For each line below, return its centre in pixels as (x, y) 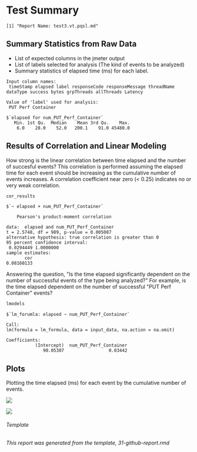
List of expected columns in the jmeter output (70, 58)
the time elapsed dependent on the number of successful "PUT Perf (89, 287)
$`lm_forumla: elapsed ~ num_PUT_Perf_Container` (68, 315)
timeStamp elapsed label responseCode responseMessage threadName (92, 87)
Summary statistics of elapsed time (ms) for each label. (81, 71)
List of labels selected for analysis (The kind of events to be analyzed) (99, 64)
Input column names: (31, 81)
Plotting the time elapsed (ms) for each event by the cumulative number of (96, 383)
